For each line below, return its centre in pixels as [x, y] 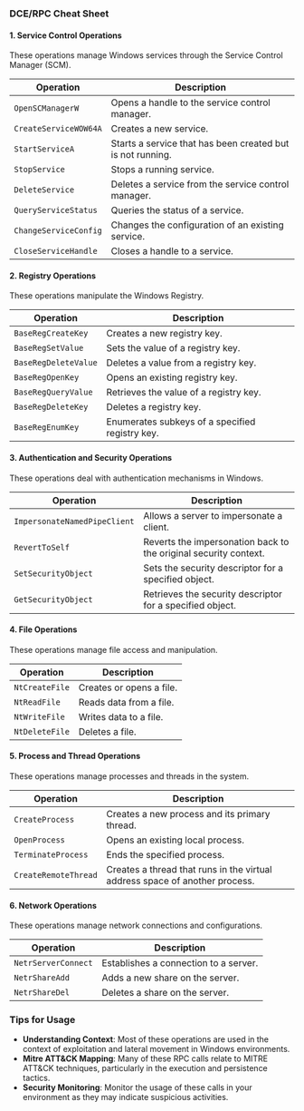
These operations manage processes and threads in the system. [129, 776]
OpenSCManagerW [47, 108]
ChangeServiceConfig [58, 231]
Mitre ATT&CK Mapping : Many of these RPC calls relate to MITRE [145, 1058]
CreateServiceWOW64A [58, 129]
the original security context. [204, 553]
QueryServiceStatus [56, 210]
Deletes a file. [108, 731]
